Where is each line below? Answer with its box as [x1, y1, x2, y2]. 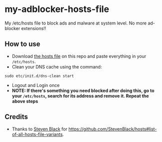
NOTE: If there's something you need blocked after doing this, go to [11, 87, 155, 93]
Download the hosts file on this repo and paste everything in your [11, 53, 147, 59]
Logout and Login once [11, 82, 60, 88]
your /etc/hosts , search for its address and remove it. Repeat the [11, 92, 149, 98]
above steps [11, 98, 38, 104]
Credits [4, 112, 28, 121]
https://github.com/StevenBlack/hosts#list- [68, 126, 157, 132]
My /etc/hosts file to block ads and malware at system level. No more [4, 20, 147, 26]
